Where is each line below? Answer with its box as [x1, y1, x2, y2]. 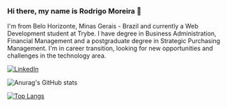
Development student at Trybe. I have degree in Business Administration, [7, 29, 217, 38]
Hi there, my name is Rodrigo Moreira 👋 [7, 6, 141, 16]
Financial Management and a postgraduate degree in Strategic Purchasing [7, 37, 221, 45]
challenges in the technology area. [7, 51, 107, 60]
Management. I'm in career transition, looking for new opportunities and [7, 44, 214, 53]
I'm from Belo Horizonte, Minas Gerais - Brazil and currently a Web [7, 22, 198, 31]
